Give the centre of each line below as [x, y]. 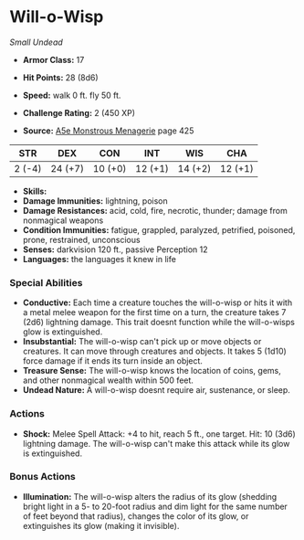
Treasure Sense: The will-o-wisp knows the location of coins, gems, [152, 371]
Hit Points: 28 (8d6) [60, 77]
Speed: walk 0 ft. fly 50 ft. [72, 95]
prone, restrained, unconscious [81, 239]
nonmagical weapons [63, 220]
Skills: [35, 191]
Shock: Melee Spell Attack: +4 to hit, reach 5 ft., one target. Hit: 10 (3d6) [159, 434]
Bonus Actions [42, 477]
